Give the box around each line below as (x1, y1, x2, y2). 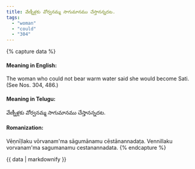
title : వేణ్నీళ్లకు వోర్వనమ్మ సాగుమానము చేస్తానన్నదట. (6, 8, 116, 15)
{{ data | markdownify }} (6, 155, 67, 163)
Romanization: (6, 124, 44, 132)
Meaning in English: (6, 62, 57, 69)
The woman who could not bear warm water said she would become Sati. (6, 75, 190, 82)
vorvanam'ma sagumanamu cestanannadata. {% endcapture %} (6, 144, 167, 151)
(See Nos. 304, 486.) (6, 81, 59, 89)
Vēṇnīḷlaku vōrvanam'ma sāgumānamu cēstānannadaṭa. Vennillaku (6, 137, 173, 145)
